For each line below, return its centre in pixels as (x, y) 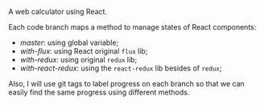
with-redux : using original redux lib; (78, 60)
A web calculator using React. (58, 12)
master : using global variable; (69, 42)
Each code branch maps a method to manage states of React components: (132, 27)
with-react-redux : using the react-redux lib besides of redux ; (121, 68)
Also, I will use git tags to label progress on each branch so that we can (127, 84)
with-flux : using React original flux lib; (84, 51)
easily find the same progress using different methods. (99, 92)
